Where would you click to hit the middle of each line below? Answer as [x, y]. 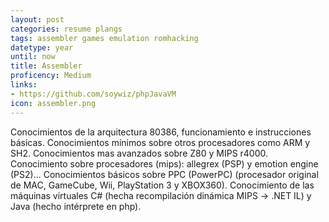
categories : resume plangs [66, 29]
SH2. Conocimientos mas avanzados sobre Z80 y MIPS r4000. [139, 153]
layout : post [37, 19]
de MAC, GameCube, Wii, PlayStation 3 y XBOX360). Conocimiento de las [162, 185]
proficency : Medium [51, 76]
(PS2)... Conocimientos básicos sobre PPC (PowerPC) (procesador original [164, 174]
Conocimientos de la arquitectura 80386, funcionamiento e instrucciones [161, 132]
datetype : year [42, 47]
